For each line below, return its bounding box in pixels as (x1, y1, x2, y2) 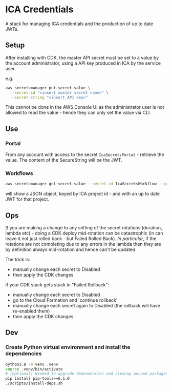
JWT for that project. (5, 196, 50, 202)
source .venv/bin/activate (5, 366, 63, 372)
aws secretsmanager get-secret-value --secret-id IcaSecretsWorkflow (5, 181, 157, 187)
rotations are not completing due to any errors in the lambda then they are (5, 241, 161, 247)
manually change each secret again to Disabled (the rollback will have (12, 303, 160, 309)
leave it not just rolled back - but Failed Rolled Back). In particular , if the (5, 236, 157, 242)
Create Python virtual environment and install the (5, 344, 131, 351)
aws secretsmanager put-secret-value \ (5, 85, 91, 90)
